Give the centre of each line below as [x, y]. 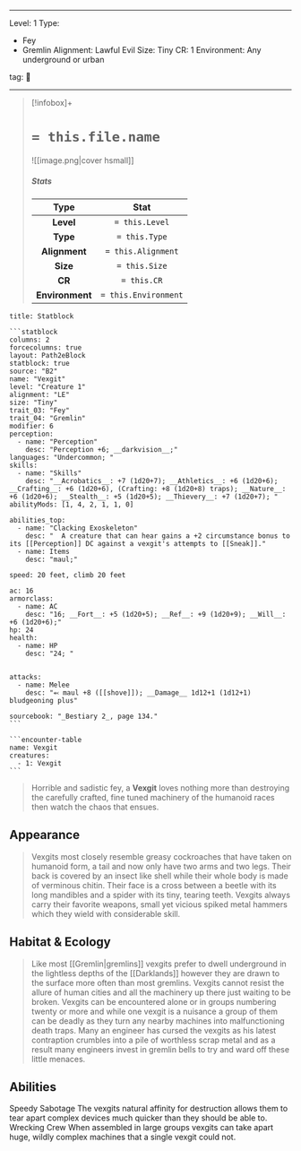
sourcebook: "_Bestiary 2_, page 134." [84, 716]
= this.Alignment [142, 251]
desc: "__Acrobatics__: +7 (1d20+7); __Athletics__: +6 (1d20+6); [152, 480]
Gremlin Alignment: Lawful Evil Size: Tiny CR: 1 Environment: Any [142, 50]
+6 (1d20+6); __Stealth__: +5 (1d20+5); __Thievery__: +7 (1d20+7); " [144, 497]
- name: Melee [43, 685]
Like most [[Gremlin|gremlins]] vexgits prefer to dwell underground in [159, 964]
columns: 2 [30, 340]
